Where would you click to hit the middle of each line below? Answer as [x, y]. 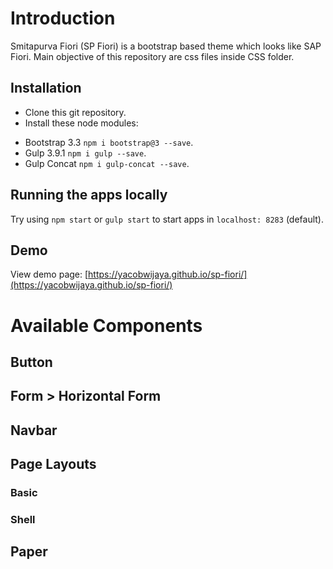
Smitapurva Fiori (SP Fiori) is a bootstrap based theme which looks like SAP [166, 46]
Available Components [106, 325]
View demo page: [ [49, 274]
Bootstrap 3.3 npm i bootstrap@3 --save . [109, 142]
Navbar [34, 430]
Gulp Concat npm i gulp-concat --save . [107, 163]
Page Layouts [53, 464]
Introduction [63, 18]
